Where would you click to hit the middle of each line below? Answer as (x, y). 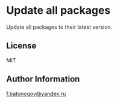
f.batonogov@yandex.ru (36, 93)
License (21, 46)
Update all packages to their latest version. (59, 27)
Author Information (43, 79)
